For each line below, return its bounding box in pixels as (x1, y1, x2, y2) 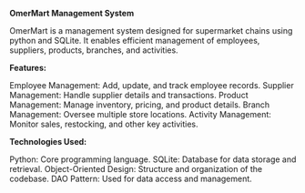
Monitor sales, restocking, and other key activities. (9, 118, 198, 129)
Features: (9, 63, 47, 73)
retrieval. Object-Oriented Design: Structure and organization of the (9, 164, 262, 174)
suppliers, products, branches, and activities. (9, 45, 179, 56)
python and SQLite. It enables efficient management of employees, (9, 36, 260, 46)
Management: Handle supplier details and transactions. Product (9, 90, 249, 100)
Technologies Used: (9, 137, 87, 147)
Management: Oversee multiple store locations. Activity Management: (9, 109, 271, 119)
